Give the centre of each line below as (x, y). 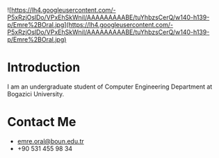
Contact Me (42, 122)
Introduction (44, 68)
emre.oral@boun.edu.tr (51, 141)
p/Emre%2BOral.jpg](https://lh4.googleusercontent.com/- (90, 25)
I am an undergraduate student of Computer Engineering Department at (110, 87)
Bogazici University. (36, 94)
